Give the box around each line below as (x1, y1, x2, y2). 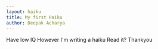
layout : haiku (6, 8, 42, 15)
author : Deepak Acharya (6, 20, 66, 26)
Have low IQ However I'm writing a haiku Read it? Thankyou (6, 36, 153, 44)
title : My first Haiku (6, 14, 63, 20)
